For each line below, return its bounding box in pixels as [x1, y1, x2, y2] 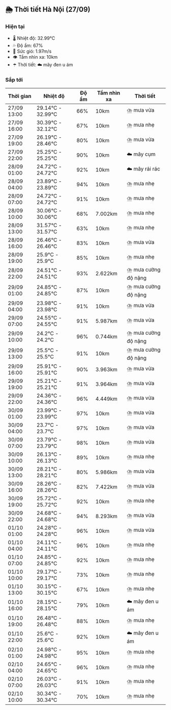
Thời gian [8, 92, 32, 100]
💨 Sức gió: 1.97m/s [12, 48, 52, 54]
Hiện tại [5, 23, 25, 30]
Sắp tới [5, 76, 23, 83]
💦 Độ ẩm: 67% [12, 42, 43, 48]
